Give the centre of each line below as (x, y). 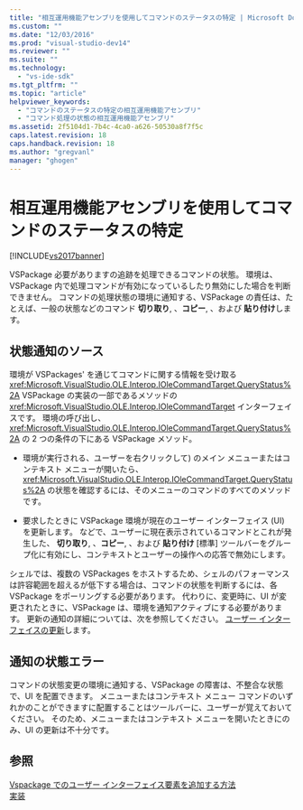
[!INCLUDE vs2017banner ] (57, 256)
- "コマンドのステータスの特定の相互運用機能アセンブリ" (109, 110)
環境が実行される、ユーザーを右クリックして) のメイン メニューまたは (152, 458)
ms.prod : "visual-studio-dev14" (70, 43)
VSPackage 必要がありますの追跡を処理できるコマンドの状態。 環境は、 (143, 275)
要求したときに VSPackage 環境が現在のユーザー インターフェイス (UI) (154, 521)
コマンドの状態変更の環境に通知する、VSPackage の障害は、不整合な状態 (147, 685)
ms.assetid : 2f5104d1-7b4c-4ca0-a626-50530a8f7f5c (106, 127)
